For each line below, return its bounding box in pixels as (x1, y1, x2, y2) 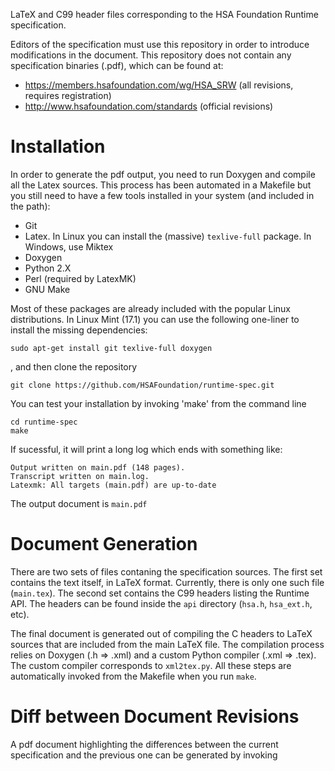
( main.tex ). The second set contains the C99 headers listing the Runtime (10, 587, 310, 599)
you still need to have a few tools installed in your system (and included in (10, 189, 315, 201)
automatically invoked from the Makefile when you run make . (10, 670, 257, 682)
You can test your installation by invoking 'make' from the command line (10, 397, 307, 409)
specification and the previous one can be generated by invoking (10, 749, 278, 761)
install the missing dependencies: (10, 324, 148, 336)
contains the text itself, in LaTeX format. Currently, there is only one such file (10, 576, 325, 588)
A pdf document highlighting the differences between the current (10, 738, 279, 750)
